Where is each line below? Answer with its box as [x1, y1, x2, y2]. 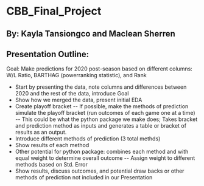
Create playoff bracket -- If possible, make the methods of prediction [15, 103, 189, 110]
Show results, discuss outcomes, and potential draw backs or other [15, 167, 185, 174]
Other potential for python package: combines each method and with [15, 148, 189, 156]
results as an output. [15, 129, 67, 136]
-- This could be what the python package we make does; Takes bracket [15, 115, 198, 123]
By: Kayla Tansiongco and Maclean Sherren [6, 29, 175, 39]
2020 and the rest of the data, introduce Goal [15, 90, 129, 97]
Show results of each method [15, 142, 90, 149]
